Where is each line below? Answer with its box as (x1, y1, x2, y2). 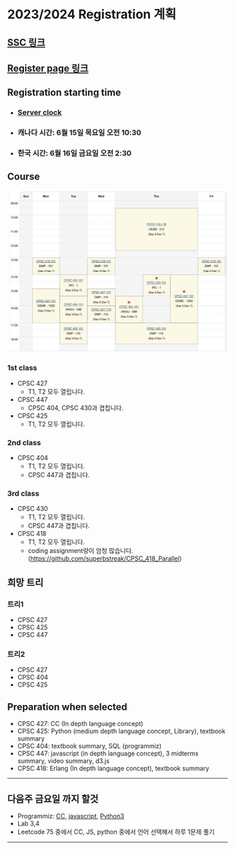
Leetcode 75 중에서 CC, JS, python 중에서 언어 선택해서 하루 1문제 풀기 (17, 828, 215, 836)
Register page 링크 (7, 62, 89, 74)
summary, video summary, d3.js (17, 757, 110, 765)
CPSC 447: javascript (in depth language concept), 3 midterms (17, 749, 199, 758)
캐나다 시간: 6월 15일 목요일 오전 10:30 (17, 128, 142, 137)
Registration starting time (7, 87, 121, 99)
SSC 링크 (7, 36, 45, 48)
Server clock (17, 108, 62, 118)
